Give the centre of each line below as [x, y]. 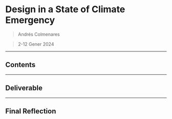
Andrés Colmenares [39, 34]
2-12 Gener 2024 [36, 44]
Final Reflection [31, 111]
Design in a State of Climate [65, 9]
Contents [20, 65]
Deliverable [24, 88]
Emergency [30, 20]
